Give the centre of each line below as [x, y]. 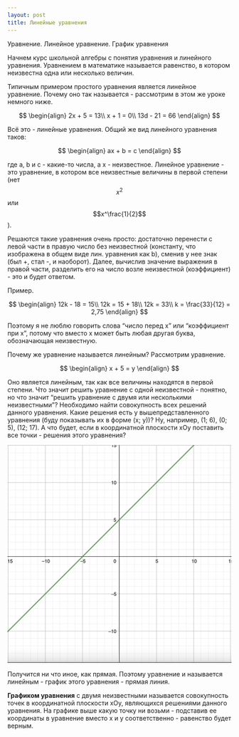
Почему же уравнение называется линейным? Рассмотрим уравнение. [117, 355]
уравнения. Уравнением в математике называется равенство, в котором [119, 65]
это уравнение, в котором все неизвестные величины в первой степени [117, 172]
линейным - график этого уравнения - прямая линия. [89, 681]
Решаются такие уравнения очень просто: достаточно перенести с [110, 239]
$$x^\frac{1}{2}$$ [119, 214]
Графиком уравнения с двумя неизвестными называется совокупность [118, 695]
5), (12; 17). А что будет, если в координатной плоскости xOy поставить [116, 428]
